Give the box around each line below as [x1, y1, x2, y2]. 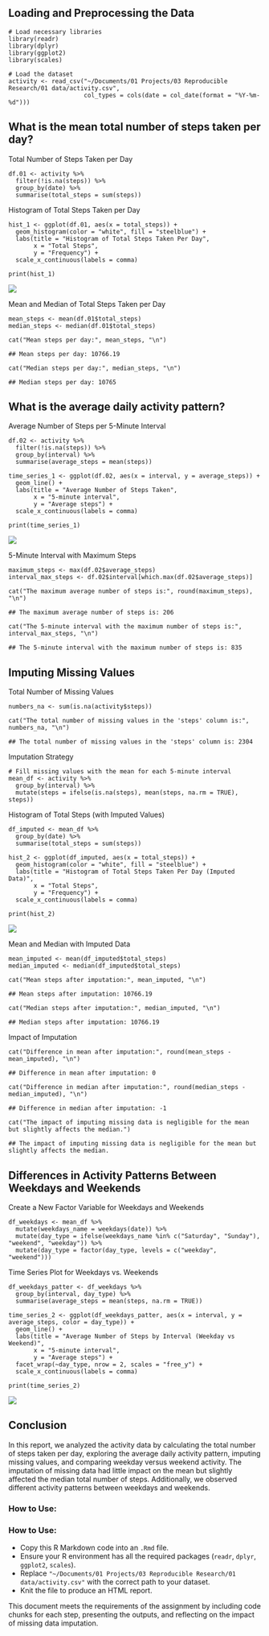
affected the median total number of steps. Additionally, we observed [8, 1474, 238, 1484]
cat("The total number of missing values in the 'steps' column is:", [8, 717, 250, 725]
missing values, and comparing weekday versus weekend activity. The [8, 1457, 243, 1467]
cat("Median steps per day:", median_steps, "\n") [8, 364, 181, 372]
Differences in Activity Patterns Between [8, 1168, 217, 1182]
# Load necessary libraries [8, 27, 103, 35]
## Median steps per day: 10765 [8, 378, 116, 386]
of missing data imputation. [8, 1618, 99, 1628]
